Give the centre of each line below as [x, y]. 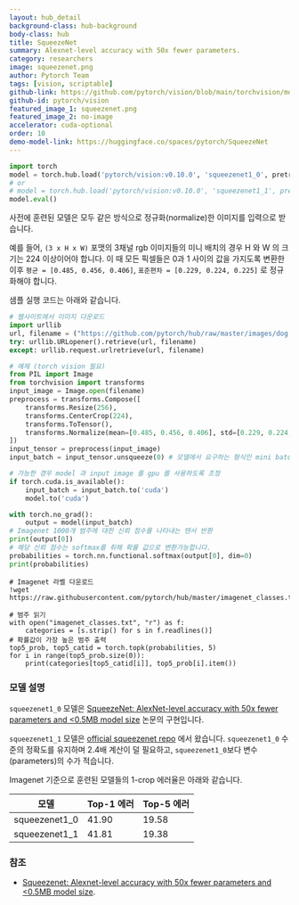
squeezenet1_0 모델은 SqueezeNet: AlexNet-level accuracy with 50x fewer [144, 708]
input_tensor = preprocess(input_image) [85, 449]
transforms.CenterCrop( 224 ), [79, 415]
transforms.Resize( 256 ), [71, 407]
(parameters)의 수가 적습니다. [61, 761]
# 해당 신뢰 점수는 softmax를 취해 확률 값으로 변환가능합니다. [110, 547]
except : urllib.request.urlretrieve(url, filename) [107, 350]
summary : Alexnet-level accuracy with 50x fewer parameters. [125, 51]
